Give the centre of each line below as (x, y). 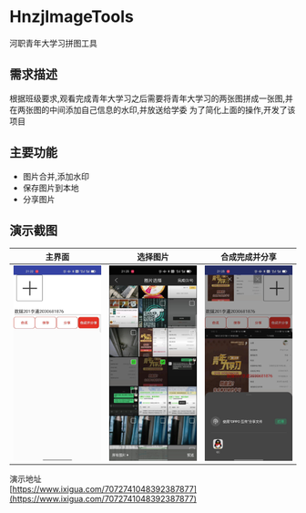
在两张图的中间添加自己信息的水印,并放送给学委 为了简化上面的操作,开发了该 (153, 109)
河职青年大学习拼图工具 (53, 43)
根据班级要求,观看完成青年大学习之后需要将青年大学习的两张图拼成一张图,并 (152, 98)
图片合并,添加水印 (56, 176)
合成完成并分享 (249, 256)
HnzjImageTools (71, 17)
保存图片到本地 (51, 188)
